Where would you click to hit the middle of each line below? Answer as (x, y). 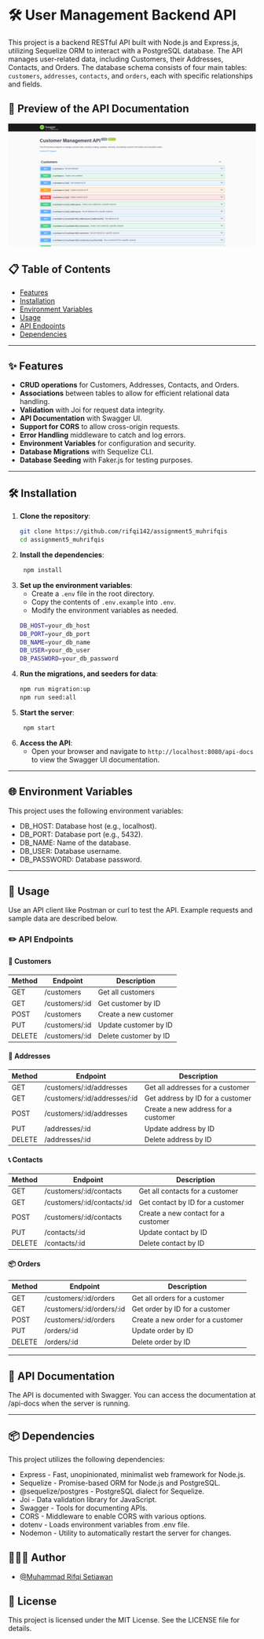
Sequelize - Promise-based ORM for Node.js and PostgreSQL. (120, 1483)
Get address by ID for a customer (198, 1098)
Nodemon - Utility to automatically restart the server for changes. (125, 1533)
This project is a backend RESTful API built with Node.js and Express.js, (124, 42)
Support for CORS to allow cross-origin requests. (100, 427)
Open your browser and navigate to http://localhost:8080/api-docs (142, 751)
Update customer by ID (135, 1025)
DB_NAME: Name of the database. (75, 843)
